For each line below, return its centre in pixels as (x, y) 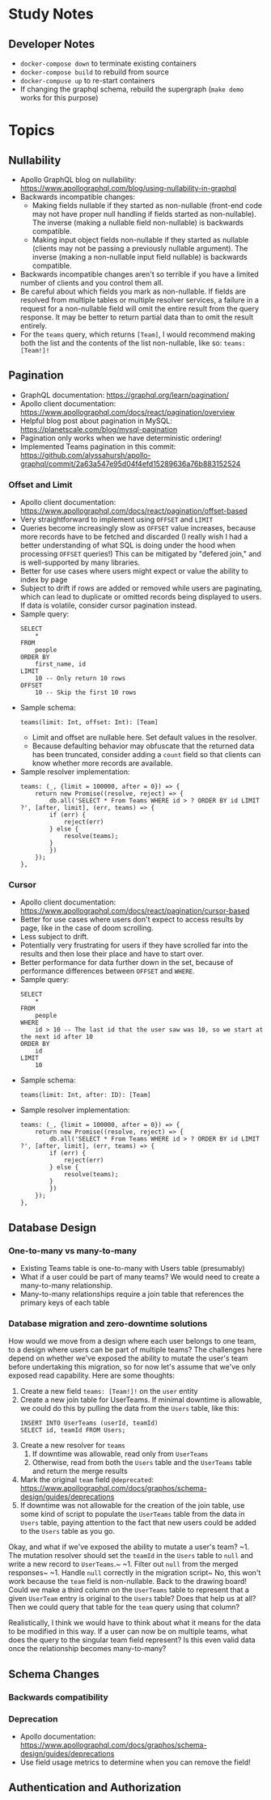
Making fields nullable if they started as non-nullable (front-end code (147, 205)
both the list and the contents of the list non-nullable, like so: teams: (133, 343)
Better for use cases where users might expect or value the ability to (134, 571)
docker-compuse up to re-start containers (87, 80)
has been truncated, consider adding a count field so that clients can (146, 755)
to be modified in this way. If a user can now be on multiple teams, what (128, 1632)
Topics (32, 131)
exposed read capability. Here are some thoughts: (92, 1375)
